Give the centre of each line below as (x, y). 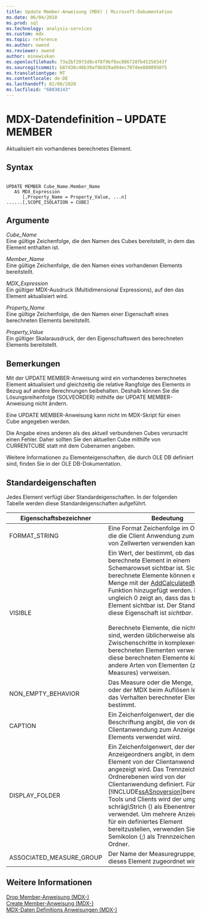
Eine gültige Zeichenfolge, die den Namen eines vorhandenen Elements (94, 266)
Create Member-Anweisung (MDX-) (50, 903)
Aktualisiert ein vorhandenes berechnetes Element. (69, 148)
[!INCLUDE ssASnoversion (144, 792)
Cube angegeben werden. (38, 421)
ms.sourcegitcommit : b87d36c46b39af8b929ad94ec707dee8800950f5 (87, 67)
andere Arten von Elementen (148, 665)
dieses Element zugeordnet (147, 862)
